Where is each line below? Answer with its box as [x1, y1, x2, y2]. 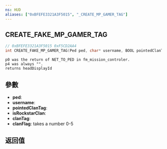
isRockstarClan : [12, 110, 46, 116]
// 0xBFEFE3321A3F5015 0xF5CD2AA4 [5, 43, 77, 49]
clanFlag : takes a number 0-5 [12, 121, 74, 127]
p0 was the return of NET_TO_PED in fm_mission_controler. [5, 57, 130, 62]
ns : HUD [5, 7, 21, 12]
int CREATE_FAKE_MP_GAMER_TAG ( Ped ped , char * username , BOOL [5, 48, 135, 53]
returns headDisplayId [5, 66, 52, 71]
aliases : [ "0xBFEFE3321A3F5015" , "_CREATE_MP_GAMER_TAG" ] [5, 12, 128, 17]
